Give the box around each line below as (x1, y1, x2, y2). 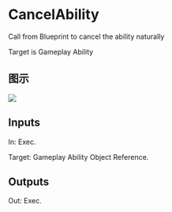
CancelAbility (8, 6, 100, 24)
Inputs (8, 116, 41, 130)
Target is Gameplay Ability (8, 47, 94, 56)
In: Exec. (8, 137, 36, 146)
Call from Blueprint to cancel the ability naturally (8, 32, 165, 41)
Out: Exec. (8, 196, 42, 206)
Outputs (8, 175, 50, 188)
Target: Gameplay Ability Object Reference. (8, 152, 149, 161)
